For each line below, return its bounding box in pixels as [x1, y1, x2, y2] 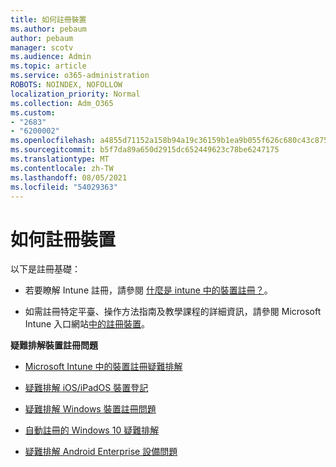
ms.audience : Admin [10, 52, 92, 62]
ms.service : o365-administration [10, 71, 150, 81]
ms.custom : [10, 107, 56, 118]
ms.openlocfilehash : [10, 136, 97, 146]
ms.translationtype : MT [10, 154, 110, 164]
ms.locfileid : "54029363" [10, 182, 118, 192]
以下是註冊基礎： [10, 263, 81, 275]
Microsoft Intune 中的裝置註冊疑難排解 [24, 361, 183, 373]
